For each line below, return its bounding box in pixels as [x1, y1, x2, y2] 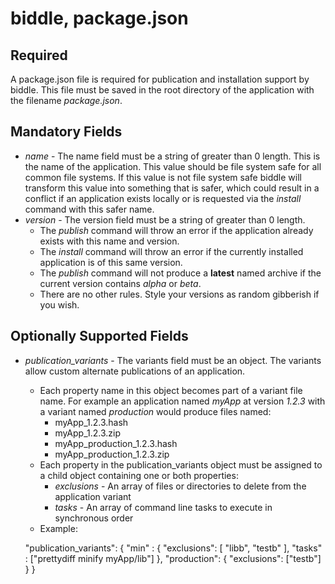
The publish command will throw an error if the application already [39, 224, 314, 236]
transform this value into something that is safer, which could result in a [24, 182, 320, 194]
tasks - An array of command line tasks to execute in [54, 501, 273, 513]
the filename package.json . [10, 95, 123, 106]
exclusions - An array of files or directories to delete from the [54, 480, 307, 492]
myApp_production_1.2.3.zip [54, 448, 170, 460]
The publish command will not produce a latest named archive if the [39, 267, 322, 279]
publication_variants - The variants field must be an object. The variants [24, 354, 322, 366]
